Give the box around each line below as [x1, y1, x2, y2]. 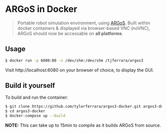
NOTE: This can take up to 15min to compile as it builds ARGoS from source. [5, 123, 162, 129]
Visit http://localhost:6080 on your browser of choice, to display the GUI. [5, 67, 154, 73]
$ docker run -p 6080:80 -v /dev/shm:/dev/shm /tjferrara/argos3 [5, 58, 143, 63]
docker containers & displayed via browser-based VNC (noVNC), [17, 25, 150, 31]
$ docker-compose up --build [5, 113, 66, 119]
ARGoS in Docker [5, 3, 78, 15]
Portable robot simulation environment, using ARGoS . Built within [17, 20, 151, 26]
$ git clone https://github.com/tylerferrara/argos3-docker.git [5, 104, 141, 109]
